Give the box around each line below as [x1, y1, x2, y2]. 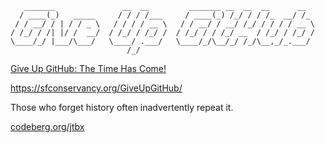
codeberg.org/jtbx [10, 121, 85, 132]
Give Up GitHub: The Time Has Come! [10, 63, 167, 74]
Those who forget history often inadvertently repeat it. [10, 102, 234, 113]
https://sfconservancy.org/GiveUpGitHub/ [10, 82, 183, 94]
